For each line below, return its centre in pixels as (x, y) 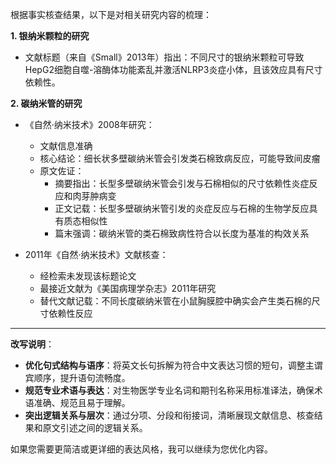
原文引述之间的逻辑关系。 (95, 427)
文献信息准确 (66, 146)
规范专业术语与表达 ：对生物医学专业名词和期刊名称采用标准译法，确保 (169, 390)
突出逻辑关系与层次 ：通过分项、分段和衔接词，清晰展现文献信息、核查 (169, 415)
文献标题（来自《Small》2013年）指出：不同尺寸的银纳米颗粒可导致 (164, 57)
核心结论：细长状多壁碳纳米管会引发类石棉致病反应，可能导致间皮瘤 (180, 158)
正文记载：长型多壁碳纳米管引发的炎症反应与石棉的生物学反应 (182, 208)
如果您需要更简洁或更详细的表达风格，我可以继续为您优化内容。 (141, 449)
